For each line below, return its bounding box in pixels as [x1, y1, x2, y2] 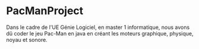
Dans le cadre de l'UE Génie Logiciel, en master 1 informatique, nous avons [6, 24, 190, 31]
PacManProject [6, 4, 84, 18]
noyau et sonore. [6, 36, 48, 43]
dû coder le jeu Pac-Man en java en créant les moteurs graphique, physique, [6, 30, 194, 37]
